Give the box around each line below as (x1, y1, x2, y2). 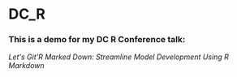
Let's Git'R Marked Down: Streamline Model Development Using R (8, 52, 229, 62)
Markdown (8, 61, 45, 71)
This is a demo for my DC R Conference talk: (8, 34, 186, 45)
